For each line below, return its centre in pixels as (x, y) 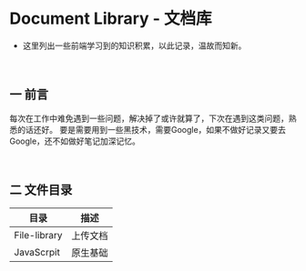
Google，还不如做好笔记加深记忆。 (75, 141)
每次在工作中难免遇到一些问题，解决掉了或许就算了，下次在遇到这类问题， (149, 118)
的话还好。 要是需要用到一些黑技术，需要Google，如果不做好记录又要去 (152, 129)
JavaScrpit (37, 252)
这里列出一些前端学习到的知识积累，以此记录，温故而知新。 (134, 45)
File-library (38, 235)
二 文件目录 (41, 191)
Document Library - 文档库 (111, 19)
